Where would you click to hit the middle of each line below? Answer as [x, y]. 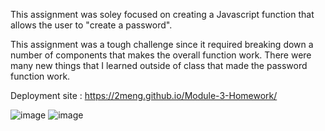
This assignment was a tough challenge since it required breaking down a [162, 44]
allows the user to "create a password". [91, 25]
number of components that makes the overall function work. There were [161, 55]
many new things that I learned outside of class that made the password [159, 65]
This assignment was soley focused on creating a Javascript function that [162, 14]
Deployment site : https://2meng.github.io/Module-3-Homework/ [144, 95]
